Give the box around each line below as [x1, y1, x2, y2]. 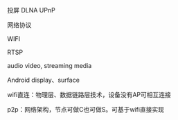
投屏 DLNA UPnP [7, 6, 55, 14]
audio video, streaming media [7, 62, 92, 69]
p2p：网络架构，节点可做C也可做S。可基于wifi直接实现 [7, 105, 165, 113]
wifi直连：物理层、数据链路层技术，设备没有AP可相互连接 [7, 91, 172, 98]
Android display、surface [7, 76, 80, 84]
